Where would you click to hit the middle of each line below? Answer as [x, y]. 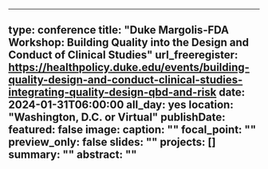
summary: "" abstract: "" [73, 155]
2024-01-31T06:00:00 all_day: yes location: [121, 105]
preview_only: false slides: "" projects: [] [112, 142]
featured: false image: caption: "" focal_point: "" [132, 130]
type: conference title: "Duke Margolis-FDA [119, 30]
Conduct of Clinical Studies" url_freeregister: [123, 55]
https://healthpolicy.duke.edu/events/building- [129, 67]
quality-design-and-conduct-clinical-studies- [126, 80]
